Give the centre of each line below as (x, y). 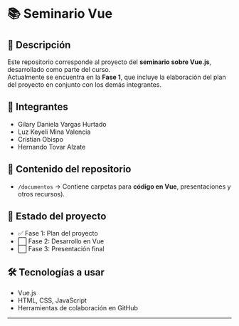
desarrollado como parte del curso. (59, 69)
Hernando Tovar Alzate (52, 147)
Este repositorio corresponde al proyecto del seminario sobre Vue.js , (110, 62)
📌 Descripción (39, 44)
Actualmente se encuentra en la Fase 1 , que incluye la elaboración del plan (117, 77)
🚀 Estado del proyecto (57, 217)
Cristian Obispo (41, 139)
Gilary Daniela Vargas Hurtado (62, 124)
